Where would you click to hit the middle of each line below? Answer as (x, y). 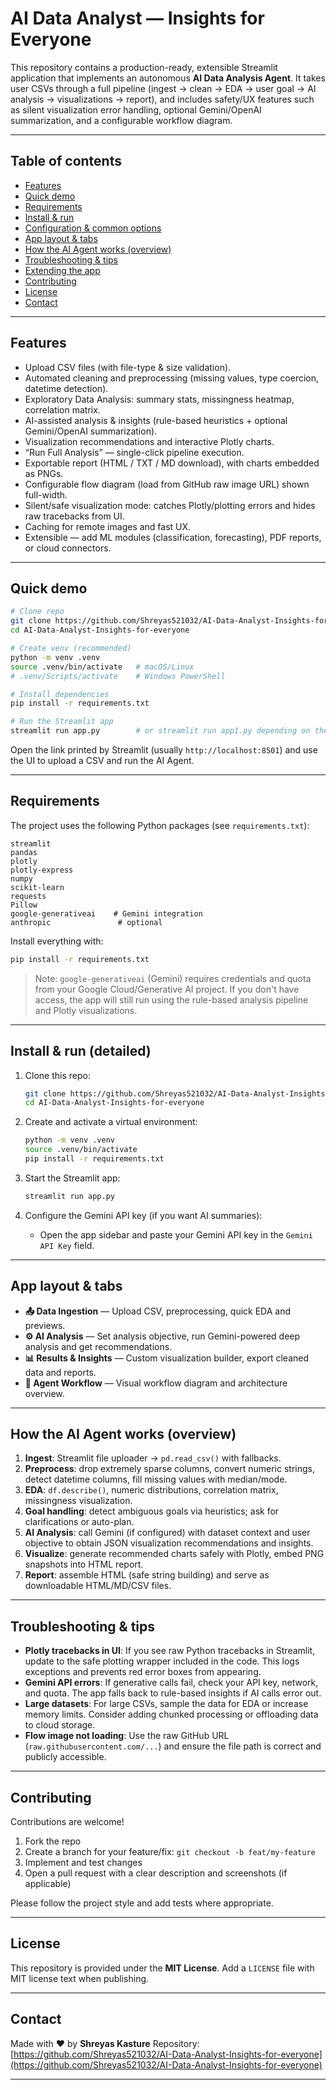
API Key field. (67, 1245)
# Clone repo (37, 612)
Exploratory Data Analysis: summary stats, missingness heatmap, (159, 399)
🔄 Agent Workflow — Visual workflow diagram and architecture (156, 1383)
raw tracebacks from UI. (74, 516)
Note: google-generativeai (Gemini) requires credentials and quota (173, 978)
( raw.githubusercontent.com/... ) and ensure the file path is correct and (173, 1746)
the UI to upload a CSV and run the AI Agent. (102, 760)
